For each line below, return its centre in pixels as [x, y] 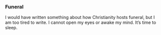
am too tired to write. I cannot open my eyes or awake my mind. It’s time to [81, 22]
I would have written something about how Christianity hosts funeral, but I [80, 17]
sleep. [11, 28]
